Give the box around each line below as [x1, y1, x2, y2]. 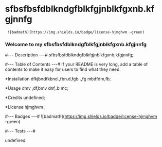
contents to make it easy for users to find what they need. [5, 66, 121, 72]
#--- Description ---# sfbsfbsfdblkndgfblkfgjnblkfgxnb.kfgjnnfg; [5, 52, 134, 58]
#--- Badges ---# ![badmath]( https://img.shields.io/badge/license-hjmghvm [5, 114, 157, 119]
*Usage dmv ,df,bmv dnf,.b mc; [5, 85, 69, 91]
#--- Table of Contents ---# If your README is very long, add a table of [5, 62, 148, 67]
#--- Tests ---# [5, 128, 36, 134]
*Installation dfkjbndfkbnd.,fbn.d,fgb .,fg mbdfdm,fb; [5, 76, 111, 82]
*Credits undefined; [5, 95, 45, 100]
